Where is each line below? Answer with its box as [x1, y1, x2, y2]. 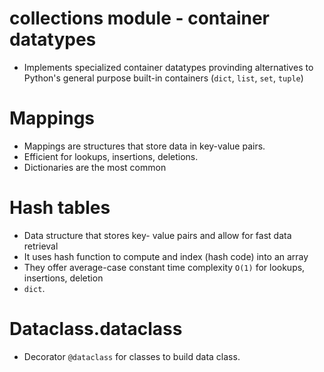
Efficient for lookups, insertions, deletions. [23, 150, 199, 162]
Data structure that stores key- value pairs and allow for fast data [23, 229, 292, 241]
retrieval [23, 240, 59, 252]
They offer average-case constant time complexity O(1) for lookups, [23, 261, 306, 273]
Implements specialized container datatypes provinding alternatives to [23, 61, 314, 73]
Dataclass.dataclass [9, 318, 183, 340]
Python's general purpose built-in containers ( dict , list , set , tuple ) [23, 72, 304, 84]
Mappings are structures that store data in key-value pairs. [23, 140, 266, 152]
